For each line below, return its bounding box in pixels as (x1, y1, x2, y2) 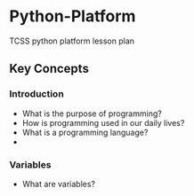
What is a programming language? (21, 127, 149, 137)
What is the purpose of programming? (21, 108, 162, 119)
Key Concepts (9, 61, 89, 76)
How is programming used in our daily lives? (21, 117, 185, 128)
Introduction (9, 88, 64, 100)
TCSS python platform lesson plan (9, 35, 135, 46)
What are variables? (21, 178, 96, 189)
